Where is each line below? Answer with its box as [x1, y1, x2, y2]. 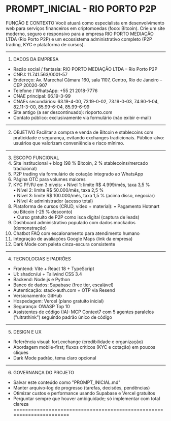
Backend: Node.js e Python [13, 276, 71, 282]
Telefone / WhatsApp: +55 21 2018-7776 [13, 87, 98, 94]
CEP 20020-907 [13, 82, 48, 88]
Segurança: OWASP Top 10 [13, 303, 70, 309]
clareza [13, 401, 29, 407]
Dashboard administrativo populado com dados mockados [13, 219, 136, 225]
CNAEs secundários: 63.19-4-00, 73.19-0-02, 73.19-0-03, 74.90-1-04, [13, 98, 159, 104]
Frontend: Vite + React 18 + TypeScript [13, 265, 94, 272]
